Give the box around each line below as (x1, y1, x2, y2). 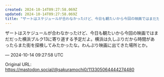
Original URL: (5, 61, 32, 67)
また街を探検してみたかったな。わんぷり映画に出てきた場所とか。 (18, 42, 150, 48)
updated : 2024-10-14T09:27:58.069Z (5, 12, 78, 17)
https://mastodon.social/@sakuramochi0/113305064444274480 (5, 67, 135, 73)
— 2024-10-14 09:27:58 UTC (5, 52, 63, 58)
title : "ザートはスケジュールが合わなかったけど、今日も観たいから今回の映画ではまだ (5, 16, 157, 21)
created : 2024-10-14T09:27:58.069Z (5, 7, 78, 12)
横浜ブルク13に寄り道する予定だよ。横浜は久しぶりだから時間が (21, 36, 151, 42)
